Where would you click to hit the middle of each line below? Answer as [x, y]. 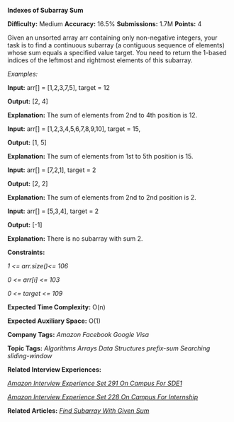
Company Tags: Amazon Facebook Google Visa [78, 335]
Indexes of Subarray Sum [45, 10]
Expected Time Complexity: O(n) [57, 307]
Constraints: [26, 252]
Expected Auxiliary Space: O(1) [54, 321]
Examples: [23, 74]
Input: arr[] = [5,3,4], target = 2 [53, 211]
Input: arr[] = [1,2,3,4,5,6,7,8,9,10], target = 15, [74, 129]
